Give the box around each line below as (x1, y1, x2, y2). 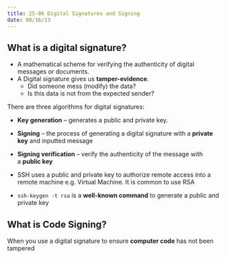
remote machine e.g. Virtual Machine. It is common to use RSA (17, 178, 195, 186)
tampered (7, 244, 35, 252)
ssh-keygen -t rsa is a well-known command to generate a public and (17, 191, 219, 200)
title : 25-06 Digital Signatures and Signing (7, 10, 140, 17)
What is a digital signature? (7, 42, 127, 54)
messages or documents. (17, 67, 90, 76)
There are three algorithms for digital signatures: (7, 103, 145, 111)
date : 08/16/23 (7, 17, 51, 23)
